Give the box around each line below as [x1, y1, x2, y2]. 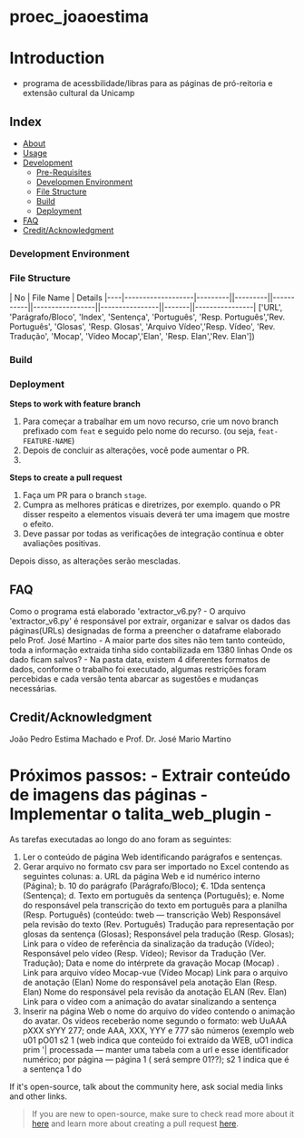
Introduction [9, 48, 105, 69]
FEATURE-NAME [22, 437, 73, 446]
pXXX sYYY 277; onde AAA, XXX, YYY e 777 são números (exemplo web [22, 1025, 295, 1035]
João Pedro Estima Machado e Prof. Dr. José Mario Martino [9, 733, 231, 744]
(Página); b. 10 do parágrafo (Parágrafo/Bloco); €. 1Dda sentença [22, 880, 266, 891]
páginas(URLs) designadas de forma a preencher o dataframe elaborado [9, 625, 281, 636]
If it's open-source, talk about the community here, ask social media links [9, 1081, 284, 1092]
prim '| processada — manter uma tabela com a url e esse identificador [22, 1044, 289, 1055]
